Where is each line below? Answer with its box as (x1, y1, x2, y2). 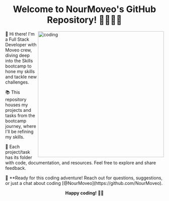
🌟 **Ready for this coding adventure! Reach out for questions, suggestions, (5, 175, 162, 181)
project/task (5, 149, 30, 155)
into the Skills (5, 57, 33, 63)
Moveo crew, (5, 47, 32, 53)
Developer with (5, 41, 37, 47)
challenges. (5, 79, 29, 85)
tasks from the (5, 112, 35, 118)
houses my (5, 102, 28, 108)
